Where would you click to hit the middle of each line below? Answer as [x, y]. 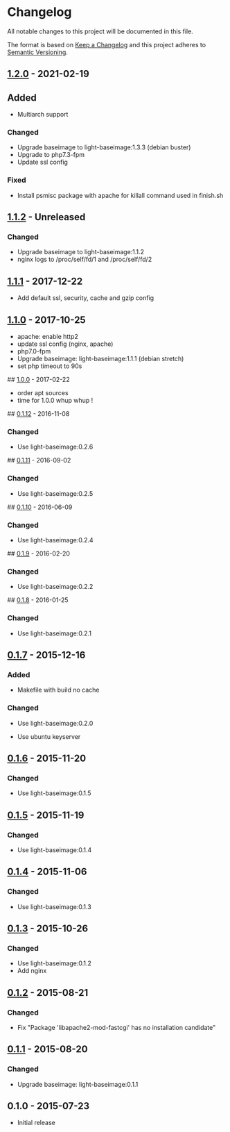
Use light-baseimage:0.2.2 [55, 587]
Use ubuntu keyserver [49, 736]
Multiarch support [43, 115]
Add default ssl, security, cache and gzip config [86, 298]
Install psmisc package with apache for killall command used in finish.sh [120, 195]
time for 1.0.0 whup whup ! [55, 401]
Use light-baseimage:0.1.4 [54, 850]
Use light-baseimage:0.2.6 [55, 447]
